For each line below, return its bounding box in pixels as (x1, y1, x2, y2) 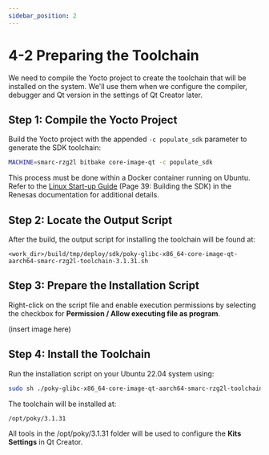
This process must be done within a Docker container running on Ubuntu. (8, 173, 251, 183)
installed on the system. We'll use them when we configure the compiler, (8, 81, 248, 91)
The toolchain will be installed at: (8, 399, 117, 408)
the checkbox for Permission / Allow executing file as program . (8, 308, 221, 318)
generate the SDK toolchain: (8, 143, 102, 152)
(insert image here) (8, 324, 72, 334)
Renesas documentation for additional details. (8, 190, 160, 200)
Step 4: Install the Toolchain (8, 347, 151, 361)
